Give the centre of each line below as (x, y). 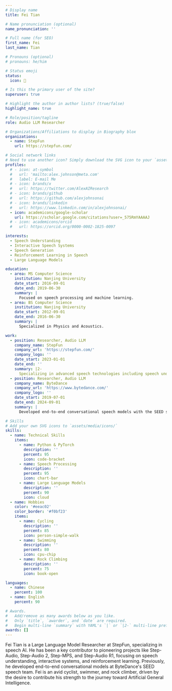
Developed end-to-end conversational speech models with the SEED (91, 412)
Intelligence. (18, 683)
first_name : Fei (23, 43)
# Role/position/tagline (32, 118)
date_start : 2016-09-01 (40, 283)
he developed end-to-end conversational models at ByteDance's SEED (80, 666)
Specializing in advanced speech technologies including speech (89, 374)
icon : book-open (41, 574)
